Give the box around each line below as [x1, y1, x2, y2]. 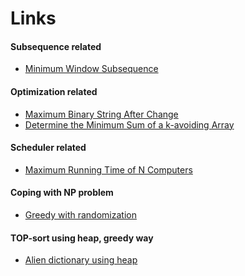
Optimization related [10, 85, 98, 97]
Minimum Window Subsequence [24, 63, 159, 75]
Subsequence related [10, 40, 102, 52]
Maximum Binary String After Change [24, 108, 179, 120]
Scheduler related [10, 142, 87, 154]
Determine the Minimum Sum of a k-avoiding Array [24, 118, 235, 131]
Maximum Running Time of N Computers [24, 163, 193, 176]
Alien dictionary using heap [24, 254, 138, 266]
